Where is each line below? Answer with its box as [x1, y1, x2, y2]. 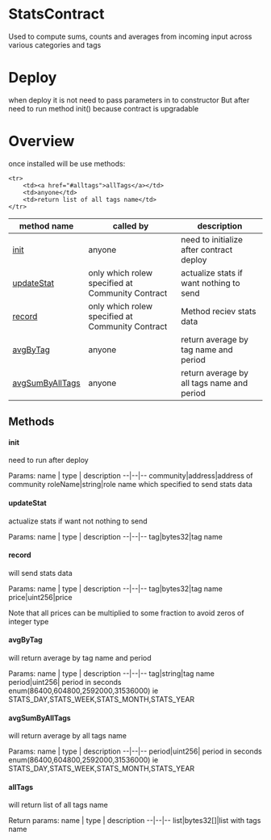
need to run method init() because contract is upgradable [8, 103, 199, 113]
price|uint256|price [8, 592, 73, 602]
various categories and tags [8, 40, 102, 49]
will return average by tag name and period [8, 653, 152, 663]
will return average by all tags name [8, 731, 127, 741]
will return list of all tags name [8, 800, 109, 810]
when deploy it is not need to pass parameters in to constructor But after [8, 94, 250, 105]
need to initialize [181, 233, 244, 245]
